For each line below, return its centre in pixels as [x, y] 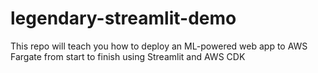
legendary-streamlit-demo [123, 18]
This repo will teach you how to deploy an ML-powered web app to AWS [159, 46]
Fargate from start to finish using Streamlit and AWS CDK [128, 56]
